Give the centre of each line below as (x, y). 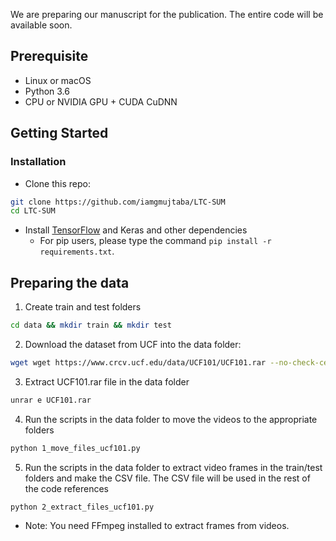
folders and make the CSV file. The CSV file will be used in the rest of (167, 478)
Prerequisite (49, 56)
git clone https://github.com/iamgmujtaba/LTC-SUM (118, 202)
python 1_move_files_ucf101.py (75, 448)
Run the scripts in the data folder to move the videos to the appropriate (171, 419)
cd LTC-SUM (33, 211)
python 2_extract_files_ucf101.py (82, 507)
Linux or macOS (58, 80)
